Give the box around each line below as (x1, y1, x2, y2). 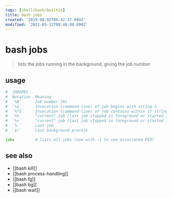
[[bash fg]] (12, 176, 36, 182)
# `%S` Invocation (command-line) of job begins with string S (5, 104, 157, 109)
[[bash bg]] (12, 181, 37, 188)
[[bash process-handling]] (12, 170, 69, 176)
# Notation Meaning (5, 94, 52, 99)
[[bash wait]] (12, 187, 40, 193)
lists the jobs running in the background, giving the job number (17, 61, 150, 67)
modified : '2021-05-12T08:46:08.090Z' (5, 22, 88, 27)
